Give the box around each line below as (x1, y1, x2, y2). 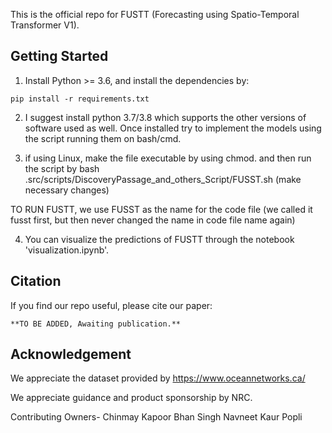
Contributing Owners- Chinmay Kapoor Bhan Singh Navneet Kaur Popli (10, 411, 303, 423)
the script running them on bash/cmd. (24, 132, 182, 144)
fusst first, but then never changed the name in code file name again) (10, 214, 296, 226)
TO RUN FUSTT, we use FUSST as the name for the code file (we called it (10, 203, 313, 215)
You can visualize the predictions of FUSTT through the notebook (24, 233, 295, 245)
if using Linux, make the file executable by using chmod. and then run (24, 152, 312, 164)
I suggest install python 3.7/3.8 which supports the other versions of (24, 111, 307, 123)
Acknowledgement (10, 346, 132, 363)
